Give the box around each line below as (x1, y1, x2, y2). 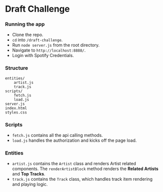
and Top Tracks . (12, 171, 45, 177)
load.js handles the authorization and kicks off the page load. (12, 137, 137, 143)
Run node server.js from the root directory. (12, 42, 100, 48)
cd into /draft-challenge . (12, 37, 63, 43)
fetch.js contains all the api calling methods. (12, 133, 103, 138)
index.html (5, 106, 27, 111)
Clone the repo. (12, 32, 44, 38)
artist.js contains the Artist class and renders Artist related (12, 161, 136, 167)
